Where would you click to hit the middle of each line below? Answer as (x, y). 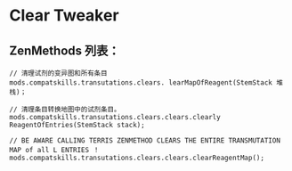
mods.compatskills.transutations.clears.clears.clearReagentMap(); (137, 158)
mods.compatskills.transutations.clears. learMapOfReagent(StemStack (141, 83)
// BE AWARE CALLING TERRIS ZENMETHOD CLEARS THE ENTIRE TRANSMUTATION (145, 141)
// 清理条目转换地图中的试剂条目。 (65, 110)
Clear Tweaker (64, 16)
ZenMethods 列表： (65, 50)
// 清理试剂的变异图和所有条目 (59, 73)
